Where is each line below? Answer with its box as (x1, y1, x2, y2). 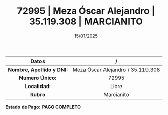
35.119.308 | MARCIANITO (29, 16, 143, 27)
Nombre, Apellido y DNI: (8, 66, 68, 73)
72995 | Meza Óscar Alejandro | (17, 5, 155, 17)
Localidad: (25, 82, 51, 90)
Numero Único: (19, 74, 57, 81)
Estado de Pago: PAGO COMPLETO (5, 104, 81, 110)
